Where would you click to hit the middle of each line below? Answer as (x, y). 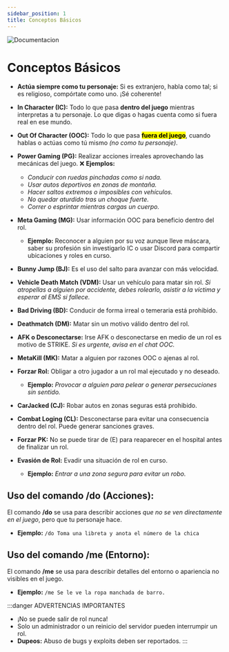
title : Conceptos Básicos (44, 20)
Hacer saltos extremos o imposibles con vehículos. (100, 192)
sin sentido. (44, 392)
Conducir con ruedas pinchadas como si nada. (94, 178)
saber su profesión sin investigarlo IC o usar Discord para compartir (124, 248)
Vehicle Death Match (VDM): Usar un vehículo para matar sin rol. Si (114, 282)
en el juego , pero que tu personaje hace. (64, 520)
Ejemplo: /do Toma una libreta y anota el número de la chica (108, 533)
